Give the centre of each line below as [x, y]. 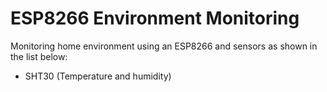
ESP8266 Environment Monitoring [155, 18]
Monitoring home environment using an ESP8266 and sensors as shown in [164, 46]
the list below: [39, 56]
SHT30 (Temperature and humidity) [98, 76]
